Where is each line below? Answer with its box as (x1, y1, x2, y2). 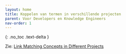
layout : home (5, 7, 32, 12)
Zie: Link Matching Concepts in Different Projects (5, 43, 104, 49)
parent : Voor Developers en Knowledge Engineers (5, 16, 106, 21)
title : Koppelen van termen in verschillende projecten (5, 12, 121, 17)
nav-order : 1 (5, 20, 32, 26)
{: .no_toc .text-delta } (5, 34, 49, 40)
